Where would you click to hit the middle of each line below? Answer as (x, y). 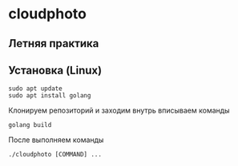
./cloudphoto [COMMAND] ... (55, 155)
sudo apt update (35, 89)
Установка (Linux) (55, 70)
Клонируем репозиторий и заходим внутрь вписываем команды (119, 111)
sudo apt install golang (50, 96)
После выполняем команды (56, 140)
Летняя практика (54, 43)
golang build (30, 125)
